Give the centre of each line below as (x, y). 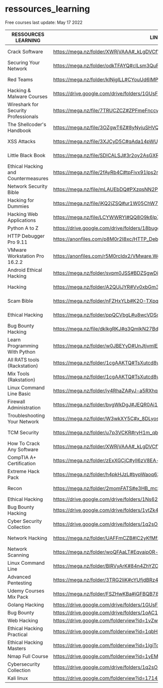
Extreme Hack (24, 471)
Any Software (23, 449)
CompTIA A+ (22, 457)
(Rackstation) (23, 366)
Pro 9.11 (17, 242)
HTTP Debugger (26, 236)
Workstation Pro (26, 256)
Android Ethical (25, 270)
